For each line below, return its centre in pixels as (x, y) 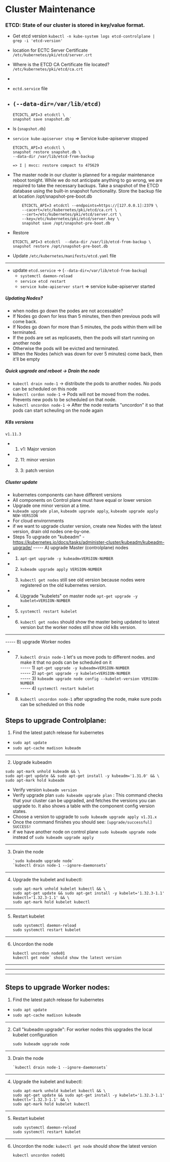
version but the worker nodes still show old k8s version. (78, 627)
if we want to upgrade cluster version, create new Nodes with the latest (87, 526)
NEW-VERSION (25, 516)
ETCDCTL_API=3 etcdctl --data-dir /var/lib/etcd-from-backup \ (82, 242)
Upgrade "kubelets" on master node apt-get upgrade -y (79, 596)
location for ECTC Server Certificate (50, 50)
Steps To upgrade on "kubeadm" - (49, 537)
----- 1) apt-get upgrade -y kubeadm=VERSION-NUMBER (75, 668)
